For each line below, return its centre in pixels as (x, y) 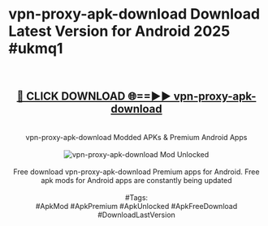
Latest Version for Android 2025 (119, 31)
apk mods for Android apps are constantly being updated (136, 180)
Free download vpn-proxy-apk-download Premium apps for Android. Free (136, 172)
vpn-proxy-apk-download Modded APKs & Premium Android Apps (136, 137)
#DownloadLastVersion (136, 215)
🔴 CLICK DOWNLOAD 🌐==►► (94, 97)
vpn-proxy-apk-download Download (134, 14)
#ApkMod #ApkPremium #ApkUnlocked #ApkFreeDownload (136, 206)
